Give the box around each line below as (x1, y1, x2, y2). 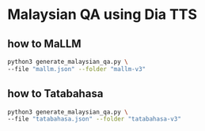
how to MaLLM (7, 37, 82, 51)
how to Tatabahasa (7, 87, 104, 100)
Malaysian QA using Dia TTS (7, 6, 197, 24)
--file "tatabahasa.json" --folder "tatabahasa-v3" (7, 115, 181, 123)
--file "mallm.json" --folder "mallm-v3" (7, 65, 146, 73)
